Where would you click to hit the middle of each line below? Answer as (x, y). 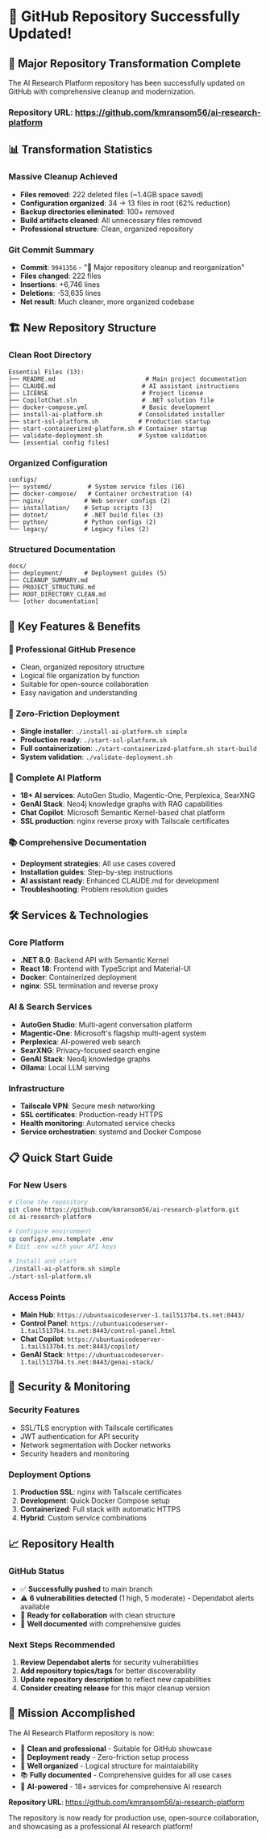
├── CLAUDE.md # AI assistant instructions (124, 386)
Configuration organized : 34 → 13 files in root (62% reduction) (125, 203)
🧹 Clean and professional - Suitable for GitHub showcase (116, 1748)
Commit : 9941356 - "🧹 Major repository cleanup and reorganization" (132, 267)
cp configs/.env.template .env (61, 1239)
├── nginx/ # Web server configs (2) (90, 500)
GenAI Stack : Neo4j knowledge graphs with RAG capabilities (121, 804)
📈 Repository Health (61, 1544)
